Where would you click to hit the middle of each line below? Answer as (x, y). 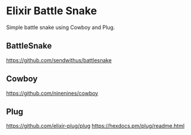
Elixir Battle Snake (52, 11)
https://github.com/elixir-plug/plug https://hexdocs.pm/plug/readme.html (95, 126)
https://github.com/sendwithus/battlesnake (59, 60)
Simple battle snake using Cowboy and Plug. (61, 27)
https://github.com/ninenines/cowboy (52, 93)
